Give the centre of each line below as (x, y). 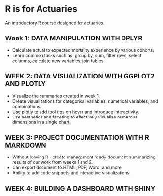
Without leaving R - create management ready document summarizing (84, 157)
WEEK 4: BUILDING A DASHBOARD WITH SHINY (80, 188)
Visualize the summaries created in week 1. (56, 96)
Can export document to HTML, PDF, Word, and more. (67, 168)
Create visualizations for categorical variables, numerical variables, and (85, 101)
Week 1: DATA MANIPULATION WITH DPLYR (74, 38)
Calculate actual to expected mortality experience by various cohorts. (83, 50)
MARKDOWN (26, 145)
